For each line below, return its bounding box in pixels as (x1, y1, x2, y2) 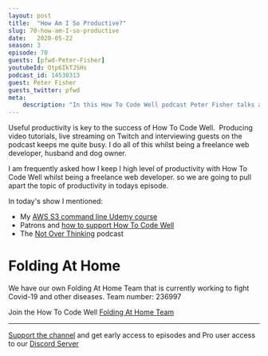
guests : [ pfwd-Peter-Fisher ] (8, 57, 105, 65)
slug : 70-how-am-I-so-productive (8, 26, 120, 34)
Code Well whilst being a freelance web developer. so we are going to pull (8, 173, 252, 182)
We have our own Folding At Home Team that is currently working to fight (8, 283, 250, 293)
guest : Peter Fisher (8, 78, 77, 86)
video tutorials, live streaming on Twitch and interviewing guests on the (8, 131, 242, 141)
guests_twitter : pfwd (8, 86, 81, 94)
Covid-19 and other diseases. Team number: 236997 (8, 292, 182, 302)
